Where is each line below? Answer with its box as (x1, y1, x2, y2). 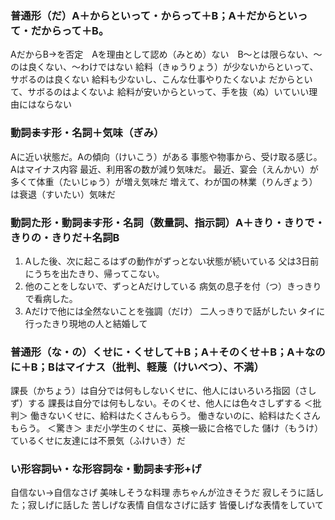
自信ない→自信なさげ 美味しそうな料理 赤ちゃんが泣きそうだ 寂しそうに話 (10, 487, 316, 499)
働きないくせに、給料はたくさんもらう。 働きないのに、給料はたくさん (29, 410, 321, 422)
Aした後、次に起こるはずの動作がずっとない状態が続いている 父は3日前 (24, 255, 320, 267)
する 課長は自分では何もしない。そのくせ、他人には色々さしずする (27, 397, 302, 409)
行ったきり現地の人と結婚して (24, 317, 148, 329)
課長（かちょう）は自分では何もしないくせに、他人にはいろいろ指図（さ (10, 385, 308, 397)
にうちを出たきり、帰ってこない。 (24, 267, 165, 279)
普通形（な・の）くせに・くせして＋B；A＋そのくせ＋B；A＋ (10, 345, 305, 359)
